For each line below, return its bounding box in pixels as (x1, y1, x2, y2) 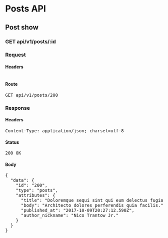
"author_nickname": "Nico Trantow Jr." (20, 212, 119, 218)
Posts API (5, 3, 46, 15)
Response (5, 104, 30, 111)
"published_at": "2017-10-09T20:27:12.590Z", (20, 207, 135, 213)
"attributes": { (15, 192, 56, 198)
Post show (5, 23, 39, 32)
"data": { (10, 177, 34, 183)
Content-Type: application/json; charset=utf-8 (5, 128, 124, 133)
